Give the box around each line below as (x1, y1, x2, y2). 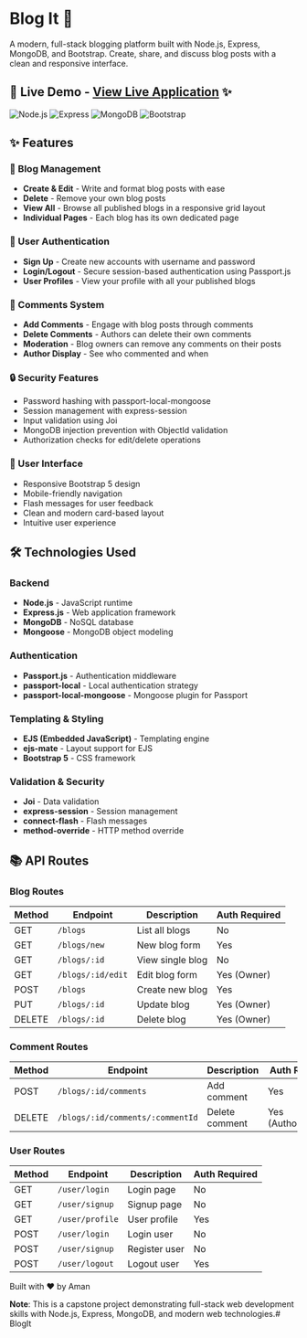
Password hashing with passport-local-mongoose (22, 396, 212, 407)
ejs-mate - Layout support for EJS (22, 742, 153, 753)
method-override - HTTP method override (22, 825, 185, 836)
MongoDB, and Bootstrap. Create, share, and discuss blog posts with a (9, 48, 277, 58)
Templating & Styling (9, 712, 104, 725)
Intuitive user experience (22, 516, 117, 528)
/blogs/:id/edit (58, 969, 128, 980)
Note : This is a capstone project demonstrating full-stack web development (9, 1299, 294, 1310)
